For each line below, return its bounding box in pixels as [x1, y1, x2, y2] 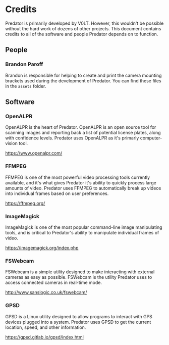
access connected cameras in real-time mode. [5, 279, 102, 286]
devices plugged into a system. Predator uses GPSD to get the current [5, 319, 151, 325]
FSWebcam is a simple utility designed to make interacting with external [5, 269, 155, 275]
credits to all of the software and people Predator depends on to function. [5, 31, 158, 37]
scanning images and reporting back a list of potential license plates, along [5, 130, 161, 136]
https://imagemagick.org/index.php [5, 244, 79, 251]
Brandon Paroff [5, 61, 43, 68]
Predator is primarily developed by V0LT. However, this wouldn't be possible [5, 20, 164, 26]
